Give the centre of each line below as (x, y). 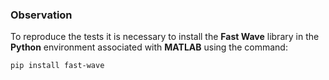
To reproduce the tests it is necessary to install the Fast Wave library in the (165, 37)
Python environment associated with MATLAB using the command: (149, 47)
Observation (41, 15)
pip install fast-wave (57, 66)
